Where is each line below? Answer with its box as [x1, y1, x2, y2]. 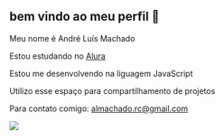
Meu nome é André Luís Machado [9, 33, 135, 43]
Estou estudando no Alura [9, 51, 106, 61]
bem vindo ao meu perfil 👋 [9, 9, 160, 24]
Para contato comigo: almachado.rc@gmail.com [9, 103, 189, 114]
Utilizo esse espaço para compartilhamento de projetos [9, 85, 216, 96]
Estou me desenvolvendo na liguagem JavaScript [9, 68, 193, 79]
